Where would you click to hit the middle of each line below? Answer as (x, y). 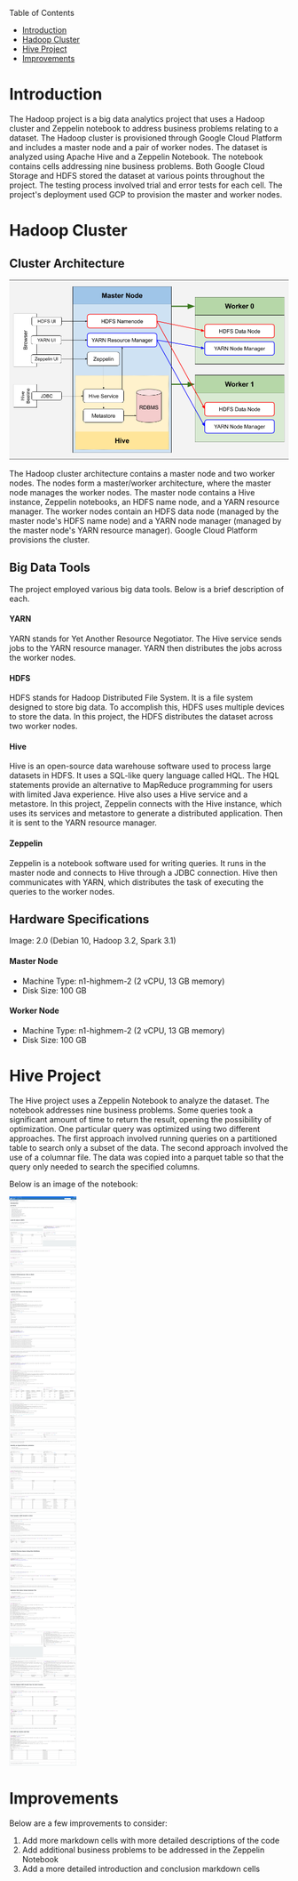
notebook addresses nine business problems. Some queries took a (131, 1110)
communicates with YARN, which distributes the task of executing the (137, 882)
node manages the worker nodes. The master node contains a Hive (132, 492)
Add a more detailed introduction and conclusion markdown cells (141, 1869)
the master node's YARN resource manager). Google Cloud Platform (133, 530)
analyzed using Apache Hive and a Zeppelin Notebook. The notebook (136, 157)
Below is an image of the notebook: (74, 1184)
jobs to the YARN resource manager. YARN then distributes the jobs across (145, 647)
